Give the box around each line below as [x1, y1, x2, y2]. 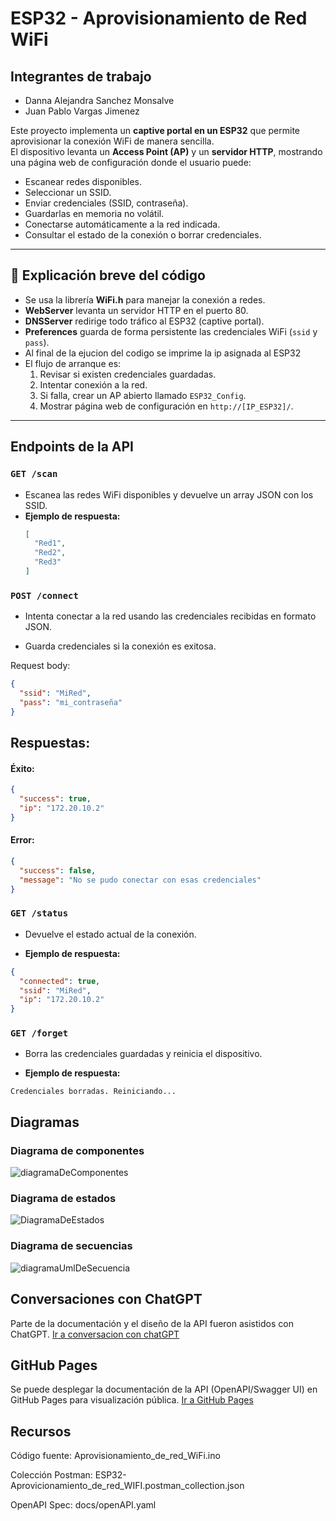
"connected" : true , [19, 976, 101, 986]
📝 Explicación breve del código [10, 267, 206, 284]
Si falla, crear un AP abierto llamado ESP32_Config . [39, 389, 247, 401]
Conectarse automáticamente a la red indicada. [24, 218, 221, 230]
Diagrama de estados [10, 1192, 117, 1206]
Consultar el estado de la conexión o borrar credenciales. [24, 229, 262, 241]
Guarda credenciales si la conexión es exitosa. [24, 640, 217, 652]
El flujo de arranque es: [24, 357, 122, 369]
